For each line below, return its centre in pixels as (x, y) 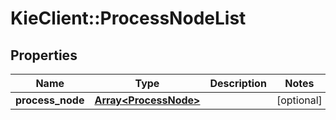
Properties (44, 55)
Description (238, 83)
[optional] (299, 100)
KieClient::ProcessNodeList (128, 18)
